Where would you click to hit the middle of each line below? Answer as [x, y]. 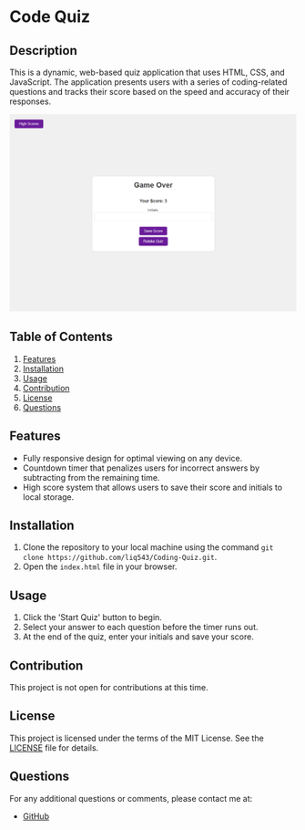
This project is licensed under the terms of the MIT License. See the [137, 738]
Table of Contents [61, 337]
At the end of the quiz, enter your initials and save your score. [138, 637]
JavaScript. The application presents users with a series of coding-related [148, 82]
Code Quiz [50, 17]
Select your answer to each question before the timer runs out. [140, 628]
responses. [30, 101]
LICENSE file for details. [54, 747]
